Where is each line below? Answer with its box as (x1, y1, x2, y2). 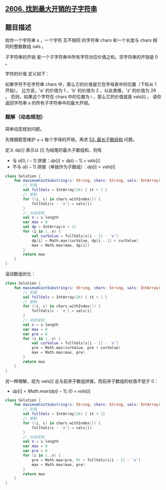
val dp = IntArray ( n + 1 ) (23, 224, 77, 229)
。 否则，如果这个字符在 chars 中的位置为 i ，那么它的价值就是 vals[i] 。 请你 (5, 94, 162, 100)
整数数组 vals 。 (13, 44, 47, 50)
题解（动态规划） (5, 114, 46, 121)
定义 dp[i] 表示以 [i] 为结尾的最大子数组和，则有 (5, 147, 103, 153)
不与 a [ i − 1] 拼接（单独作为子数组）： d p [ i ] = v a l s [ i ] (12, 163, 115, 170)
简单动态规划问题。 (5, 126, 45, 132)
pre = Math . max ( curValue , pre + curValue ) (31, 346, 121, 350)
